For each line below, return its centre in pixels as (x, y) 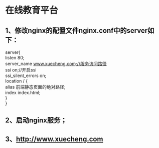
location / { (17, 81)
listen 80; (15, 58)
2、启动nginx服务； (36, 121)
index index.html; (23, 93)
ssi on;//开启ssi (21, 70)
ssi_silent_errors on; (26, 76)
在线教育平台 (32, 10)
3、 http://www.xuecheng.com (54, 139)
